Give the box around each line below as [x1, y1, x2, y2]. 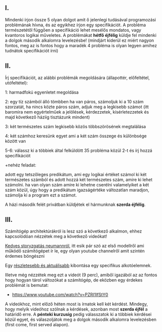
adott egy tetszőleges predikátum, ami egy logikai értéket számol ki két [5, 171, 147, 177]
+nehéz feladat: [5, 162, 36, 168]
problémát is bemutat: [5, 282, 49, 288]
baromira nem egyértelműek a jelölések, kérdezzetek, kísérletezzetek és [5, 109, 149, 115]
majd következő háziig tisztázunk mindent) [5, 114, 90, 120]
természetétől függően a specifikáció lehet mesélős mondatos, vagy [5, 27, 142, 33]
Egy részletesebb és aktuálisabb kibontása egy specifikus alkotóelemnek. [5, 263, 152, 268]
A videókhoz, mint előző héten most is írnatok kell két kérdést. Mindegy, [5, 301, 148, 307]
